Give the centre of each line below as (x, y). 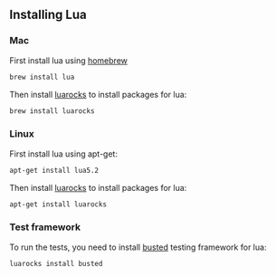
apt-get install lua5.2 (54, 170)
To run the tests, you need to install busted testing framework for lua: (138, 247)
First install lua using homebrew (69, 60)
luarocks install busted (56, 263)
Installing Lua (48, 15)
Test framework (45, 227)
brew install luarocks (52, 111)
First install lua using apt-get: (63, 154)
